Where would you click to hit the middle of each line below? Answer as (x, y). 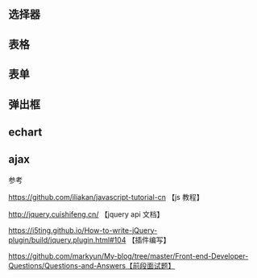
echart (25, 132)
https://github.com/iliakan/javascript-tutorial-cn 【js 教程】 (106, 197)
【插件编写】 (149, 239)
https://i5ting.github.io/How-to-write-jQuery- (83, 230)
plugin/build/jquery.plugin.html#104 (67, 239)
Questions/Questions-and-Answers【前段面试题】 (92, 265)
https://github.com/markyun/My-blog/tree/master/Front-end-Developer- (128, 255)
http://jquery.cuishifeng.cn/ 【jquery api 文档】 (86, 214)
